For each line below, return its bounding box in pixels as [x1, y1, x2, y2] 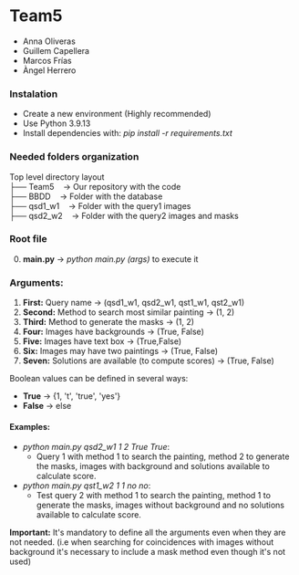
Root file [9, 233, 47, 246]
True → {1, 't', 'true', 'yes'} [22, 391, 121, 402]
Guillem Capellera [22, 45, 89, 56]
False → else [22, 401, 72, 412]
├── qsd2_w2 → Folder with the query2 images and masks [9, 210, 239, 221]
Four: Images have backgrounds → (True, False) [22, 326, 205, 338]
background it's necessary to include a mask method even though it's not [9, 547, 285, 558]
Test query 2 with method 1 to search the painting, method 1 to [36, 490, 272, 501]
